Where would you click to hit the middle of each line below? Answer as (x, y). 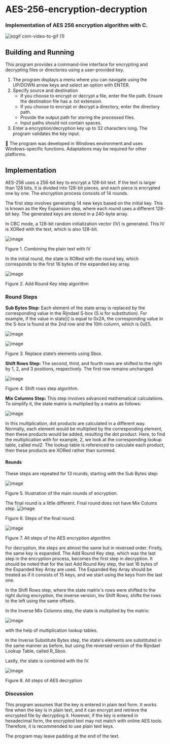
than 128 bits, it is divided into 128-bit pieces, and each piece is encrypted (83, 188)
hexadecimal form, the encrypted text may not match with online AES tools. (84, 721)
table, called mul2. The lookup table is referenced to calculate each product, (85, 445)
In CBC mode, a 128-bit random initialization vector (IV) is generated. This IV (85, 224)
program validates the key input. (46, 134)
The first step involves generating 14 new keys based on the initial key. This (84, 203)
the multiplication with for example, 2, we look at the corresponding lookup (83, 440)
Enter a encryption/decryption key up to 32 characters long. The (80, 128)
